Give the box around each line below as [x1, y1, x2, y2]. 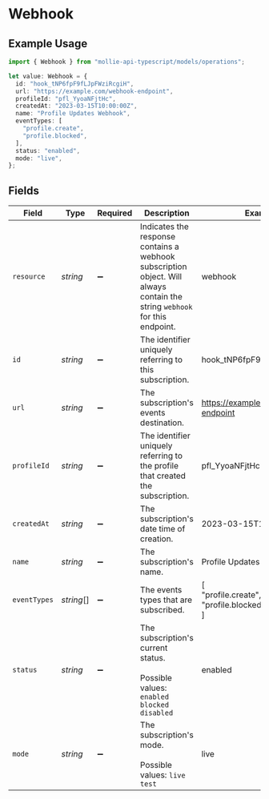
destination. [139, 417, 184, 428]
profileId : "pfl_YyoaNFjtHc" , [15, 94, 116, 102]
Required [97, 207, 133, 219]
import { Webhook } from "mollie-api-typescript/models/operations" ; [8, 58, 246, 66]
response [139, 231, 176, 243]
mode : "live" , [15, 154, 62, 163]
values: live [139, 769, 186, 781]
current [139, 642, 168, 653]
